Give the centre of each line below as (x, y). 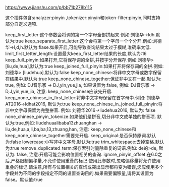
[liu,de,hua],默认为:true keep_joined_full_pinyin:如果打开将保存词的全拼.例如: (84, 66)
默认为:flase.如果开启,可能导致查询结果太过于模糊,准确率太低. (88, 47)
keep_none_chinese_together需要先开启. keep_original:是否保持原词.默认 (81, 135)
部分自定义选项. (21, 24)
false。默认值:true (24, 179)
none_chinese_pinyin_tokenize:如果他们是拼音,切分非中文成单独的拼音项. (81, 116)
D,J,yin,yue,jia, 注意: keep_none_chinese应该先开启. (59, 91)
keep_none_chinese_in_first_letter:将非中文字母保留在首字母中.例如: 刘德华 (82, 98)
